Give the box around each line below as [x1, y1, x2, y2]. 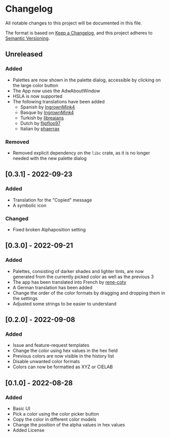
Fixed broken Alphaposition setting [12, 226, 86, 232]
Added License [12, 427, 45, 433]
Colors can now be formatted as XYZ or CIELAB [12, 364, 113, 370]
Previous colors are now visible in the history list [12, 353, 115, 359]
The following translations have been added [12, 98, 105, 104]
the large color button [12, 82, 59, 88]
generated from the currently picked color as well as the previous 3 [12, 274, 154, 280]
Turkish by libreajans [20, 115, 64, 121]
